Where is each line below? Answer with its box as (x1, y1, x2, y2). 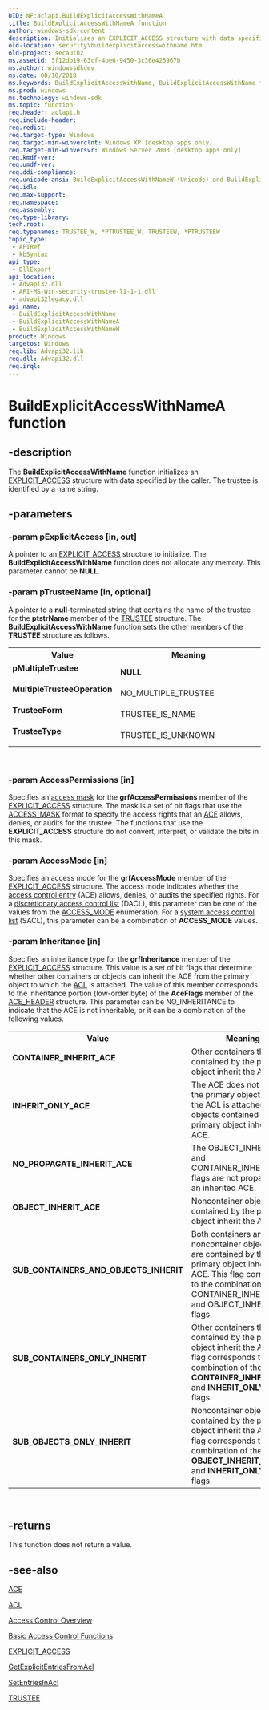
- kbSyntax (11, 250, 48, 258)
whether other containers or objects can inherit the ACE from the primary (8, 971, 250, 981)
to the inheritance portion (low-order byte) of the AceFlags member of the (8, 988, 254, 998)
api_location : (8, 273, 56, 281)
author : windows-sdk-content (8, 26, 106, 34)
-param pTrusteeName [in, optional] (8, 586, 151, 598)
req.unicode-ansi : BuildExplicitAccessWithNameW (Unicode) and (8, 176, 224, 184)
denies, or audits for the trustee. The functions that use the (8, 818, 203, 828)
